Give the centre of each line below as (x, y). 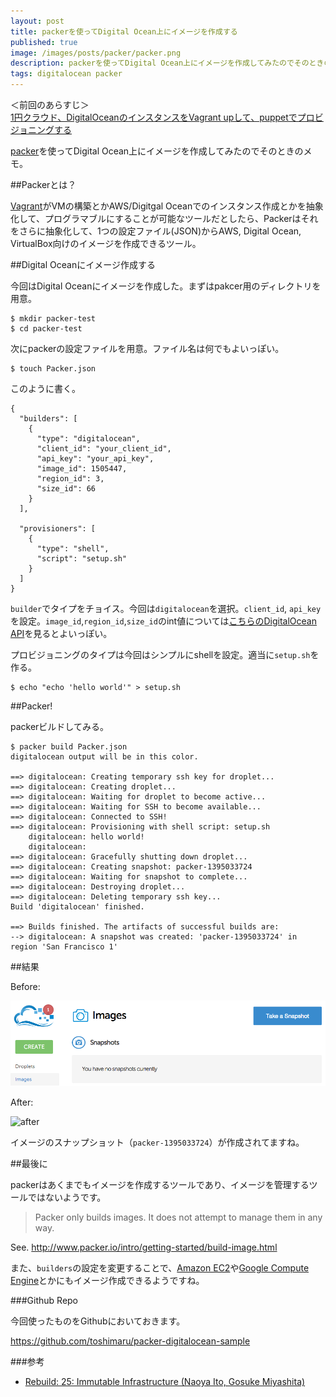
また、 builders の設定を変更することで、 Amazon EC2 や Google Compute (160, 1268)
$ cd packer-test (46, 329)
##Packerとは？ (43, 184)
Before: (25, 986)
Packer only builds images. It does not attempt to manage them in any (178, 1217)
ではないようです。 (67, 1197)
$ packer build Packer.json (69, 747)
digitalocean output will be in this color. (104, 757)
